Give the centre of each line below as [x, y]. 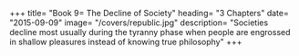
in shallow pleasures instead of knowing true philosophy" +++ [126, 42]
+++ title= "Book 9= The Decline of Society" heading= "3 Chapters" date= [149, 13]
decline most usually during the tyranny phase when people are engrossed [150, 32]
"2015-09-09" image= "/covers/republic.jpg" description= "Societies [139, 23]
